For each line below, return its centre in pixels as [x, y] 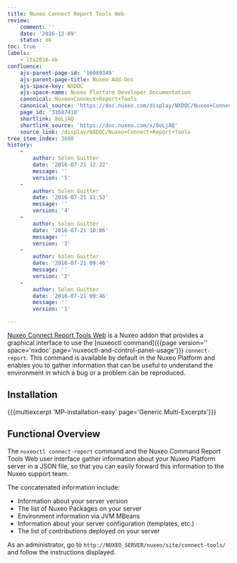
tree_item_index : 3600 [41, 138]
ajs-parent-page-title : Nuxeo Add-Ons [77, 79]
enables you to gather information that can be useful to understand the [110, 365]
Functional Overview [54, 434]
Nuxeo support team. [38, 473]
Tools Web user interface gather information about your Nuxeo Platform [111, 459]
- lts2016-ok [39, 60]
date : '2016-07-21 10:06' [71, 230]
